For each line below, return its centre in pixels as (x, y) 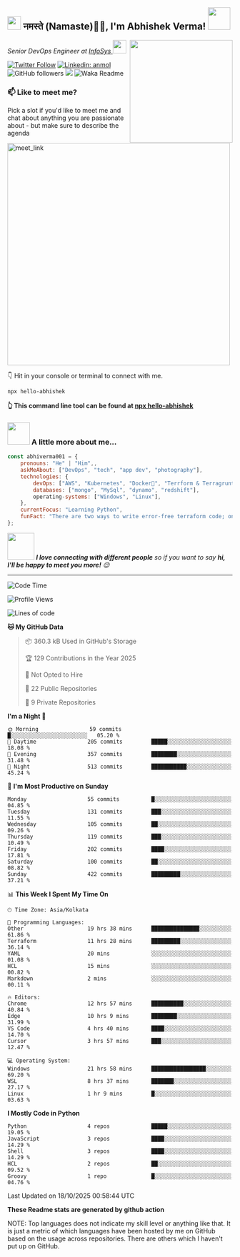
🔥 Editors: (24, 997)
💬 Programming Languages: (46, 922)
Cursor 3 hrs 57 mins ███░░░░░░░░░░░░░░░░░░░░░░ (120, 1041)
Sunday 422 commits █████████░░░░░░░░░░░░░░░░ (120, 874)
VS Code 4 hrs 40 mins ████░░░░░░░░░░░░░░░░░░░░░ (120, 1029)
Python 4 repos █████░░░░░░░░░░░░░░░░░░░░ (120, 1126)
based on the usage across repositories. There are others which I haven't (115, 1238)
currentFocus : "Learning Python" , (71, 510)
